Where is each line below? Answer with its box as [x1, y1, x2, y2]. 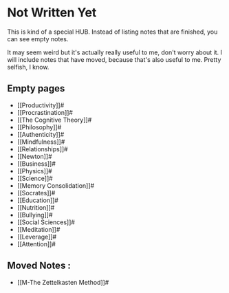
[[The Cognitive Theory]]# [17, 116, 92, 124]
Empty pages [7, 83, 65, 94]
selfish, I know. [7, 63, 50, 71]
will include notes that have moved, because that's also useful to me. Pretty [7, 55, 221, 63]
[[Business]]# [17, 160, 56, 168]
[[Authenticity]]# [17, 130, 65, 138]
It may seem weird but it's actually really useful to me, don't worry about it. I [7, 48, 222, 56]
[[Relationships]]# [17, 144, 68, 153]
